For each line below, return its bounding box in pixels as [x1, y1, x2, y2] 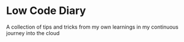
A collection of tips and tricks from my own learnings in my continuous [6, 23, 179, 30]
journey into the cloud [6, 29, 60, 36]
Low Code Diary [6, 4, 86, 17]
